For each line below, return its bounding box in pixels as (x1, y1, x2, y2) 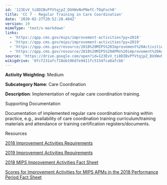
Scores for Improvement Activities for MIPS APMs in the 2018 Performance (5, 169, 159, 175)
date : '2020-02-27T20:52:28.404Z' (5, 16, 77, 21)
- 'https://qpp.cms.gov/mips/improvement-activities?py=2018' (9, 35, 141, 40)
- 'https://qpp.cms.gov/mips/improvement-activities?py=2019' (9, 40, 141, 45)
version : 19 (5, 21, 30, 26)
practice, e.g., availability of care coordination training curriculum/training (5, 115, 156, 122)
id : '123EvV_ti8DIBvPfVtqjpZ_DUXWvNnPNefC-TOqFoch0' (5, 7, 117, 12)
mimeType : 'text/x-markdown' (5, 26, 66, 31)
